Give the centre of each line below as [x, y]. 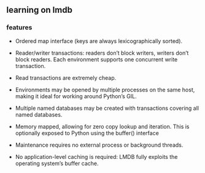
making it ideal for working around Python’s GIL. [76, 96]
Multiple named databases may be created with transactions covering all [107, 108]
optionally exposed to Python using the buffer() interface [87, 133]
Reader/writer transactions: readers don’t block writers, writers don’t [102, 53]
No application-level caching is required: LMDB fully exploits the [96, 156]
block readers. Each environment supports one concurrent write [96, 59]
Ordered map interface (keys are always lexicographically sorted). [99, 41]
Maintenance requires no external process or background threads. [99, 145]
